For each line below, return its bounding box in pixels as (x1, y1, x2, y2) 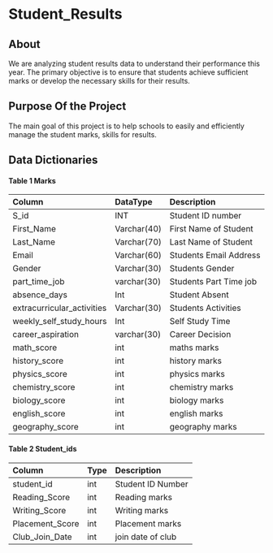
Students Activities (169, 302, 241, 313)
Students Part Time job (169, 276, 258, 287)
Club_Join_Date (12, 531, 72, 542)
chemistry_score (12, 382, 76, 393)
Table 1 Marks (8, 175, 57, 185)
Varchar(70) (115, 236, 162, 248)
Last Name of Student (169, 236, 253, 248)
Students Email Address (169, 249, 261, 261)
